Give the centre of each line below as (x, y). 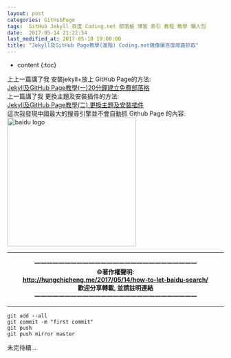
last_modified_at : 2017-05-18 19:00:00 (64, 39)
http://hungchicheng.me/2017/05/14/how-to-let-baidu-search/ (115, 280)
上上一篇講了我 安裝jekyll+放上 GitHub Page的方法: (79, 79)
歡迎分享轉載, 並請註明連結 (115, 288)
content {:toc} (37, 65)
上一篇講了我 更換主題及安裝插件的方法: (63, 96)
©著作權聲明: (115, 272)
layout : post (26, 13)
